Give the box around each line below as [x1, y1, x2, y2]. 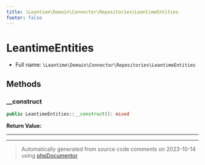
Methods [6, 79, 41, 89]
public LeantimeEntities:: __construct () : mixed [6, 111, 130, 117]
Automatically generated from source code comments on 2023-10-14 [21, 145, 196, 153]
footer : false [6, 15, 43, 21]
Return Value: [6, 122, 42, 129]
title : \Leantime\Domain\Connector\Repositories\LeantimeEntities [6, 9, 179, 15]
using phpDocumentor [21, 152, 78, 159]
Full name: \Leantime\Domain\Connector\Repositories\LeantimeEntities [15, 61, 196, 68]
